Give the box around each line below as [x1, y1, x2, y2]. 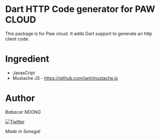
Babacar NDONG [5, 109, 41, 115]
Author [5, 93, 35, 104]
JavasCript [12, 70, 35, 76]
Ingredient [5, 53, 49, 65]
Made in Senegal [5, 128, 41, 134]
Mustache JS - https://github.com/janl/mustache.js [12, 75, 118, 81]
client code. [5, 36, 30, 42]
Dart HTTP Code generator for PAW [5, 3, 155, 15]
